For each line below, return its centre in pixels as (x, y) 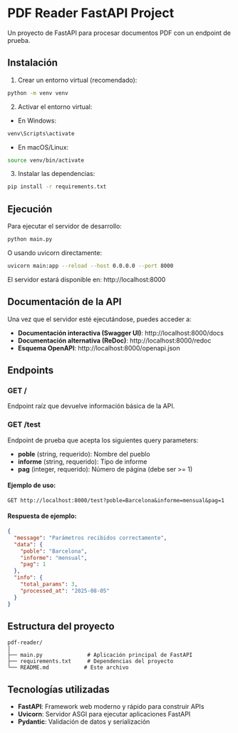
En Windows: (37, 120)
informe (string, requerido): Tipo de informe (82, 462)
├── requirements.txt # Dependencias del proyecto (90, 661)
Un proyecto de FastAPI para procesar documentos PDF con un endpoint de (119, 33)
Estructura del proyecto (61, 626)
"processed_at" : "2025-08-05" (65, 591)
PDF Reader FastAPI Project (91, 13)
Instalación (33, 63)
